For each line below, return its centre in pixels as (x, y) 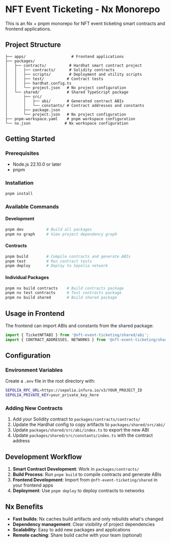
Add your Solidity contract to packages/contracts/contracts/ (77, 419)
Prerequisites (22, 154)
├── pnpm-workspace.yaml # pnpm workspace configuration (70, 119)
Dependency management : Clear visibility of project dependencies (84, 524)
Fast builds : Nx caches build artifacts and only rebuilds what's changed (88, 519)
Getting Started (30, 139)
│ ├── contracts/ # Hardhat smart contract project (74, 65)
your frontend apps (33, 485)
